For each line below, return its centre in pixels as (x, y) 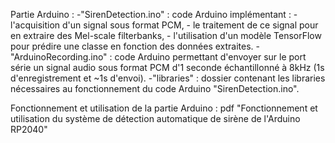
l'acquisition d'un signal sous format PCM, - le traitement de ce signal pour (164, 25)
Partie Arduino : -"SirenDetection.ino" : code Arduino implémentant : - (154, 14)
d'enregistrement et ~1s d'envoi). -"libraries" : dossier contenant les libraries (168, 78)
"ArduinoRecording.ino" (59, 57)
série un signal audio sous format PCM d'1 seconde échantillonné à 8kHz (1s (167, 67)
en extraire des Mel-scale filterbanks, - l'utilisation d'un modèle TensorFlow (166, 35)
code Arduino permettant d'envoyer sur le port (210, 57)
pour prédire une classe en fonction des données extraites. (132, 46)
